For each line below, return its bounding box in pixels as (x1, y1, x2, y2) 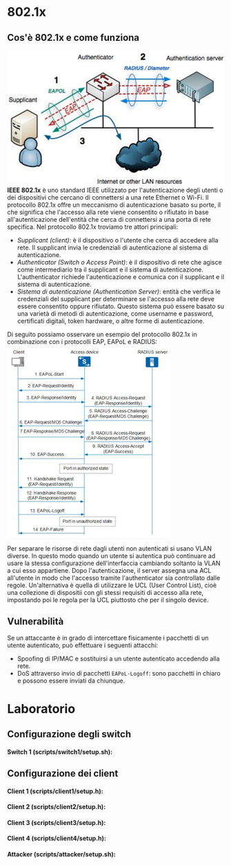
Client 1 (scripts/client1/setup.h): (7, 787, 103, 795)
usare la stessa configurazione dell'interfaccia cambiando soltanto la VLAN (7, 559, 221, 567)
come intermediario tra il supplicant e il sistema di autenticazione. (17, 265, 203, 274)
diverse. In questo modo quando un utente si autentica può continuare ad (7, 551, 216, 560)
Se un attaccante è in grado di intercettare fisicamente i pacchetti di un (7, 634, 209, 643)
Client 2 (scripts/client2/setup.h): (7, 803, 106, 811)
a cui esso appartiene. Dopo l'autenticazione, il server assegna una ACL (7, 566, 212, 574)
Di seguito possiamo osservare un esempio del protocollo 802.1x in (7, 330, 198, 339)
